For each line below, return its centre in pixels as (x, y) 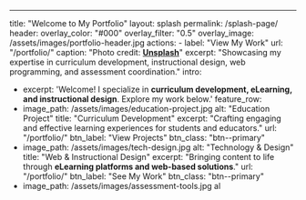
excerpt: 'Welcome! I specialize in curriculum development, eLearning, (158, 89)
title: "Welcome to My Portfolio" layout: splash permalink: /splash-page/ (144, 23)
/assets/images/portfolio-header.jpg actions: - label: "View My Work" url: (147, 43)
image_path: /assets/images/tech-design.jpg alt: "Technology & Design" (158, 147)
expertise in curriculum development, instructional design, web (127, 62)
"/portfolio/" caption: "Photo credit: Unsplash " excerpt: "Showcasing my (146, 52)
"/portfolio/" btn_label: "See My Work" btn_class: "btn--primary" (143, 176)
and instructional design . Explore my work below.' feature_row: (142, 99)
